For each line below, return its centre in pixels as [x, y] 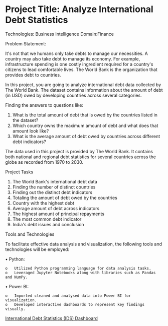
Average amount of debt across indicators [56, 208]
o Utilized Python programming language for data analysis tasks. [78, 268]
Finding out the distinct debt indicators [52, 192]
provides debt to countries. [33, 75]
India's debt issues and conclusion [48, 224]
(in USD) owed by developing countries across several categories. [73, 95]
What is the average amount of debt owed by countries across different [86, 136]
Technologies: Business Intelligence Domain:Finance [60, 34]
